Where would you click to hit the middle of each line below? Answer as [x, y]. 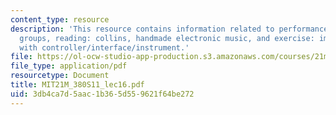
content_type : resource [60, 19]
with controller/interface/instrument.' [104, 47]
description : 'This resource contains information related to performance [169, 29]
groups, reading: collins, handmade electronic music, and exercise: [167, 38]
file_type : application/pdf [69, 66]
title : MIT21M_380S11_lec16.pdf [77, 85]
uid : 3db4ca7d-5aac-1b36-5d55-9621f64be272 [102, 94]
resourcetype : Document [60, 76]
